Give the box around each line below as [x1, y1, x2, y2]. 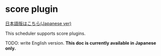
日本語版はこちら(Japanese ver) [5, 20, 71, 26]
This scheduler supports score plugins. [5, 30, 86, 36]
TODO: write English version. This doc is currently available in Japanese [5, 40, 156, 46]
